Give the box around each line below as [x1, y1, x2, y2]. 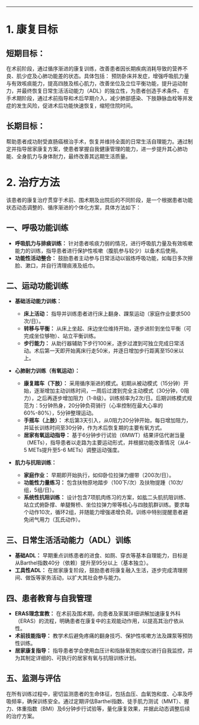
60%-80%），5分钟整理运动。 [23, 409, 97, 416]
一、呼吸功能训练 [6, 223, 69, 233]
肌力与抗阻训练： [14, 459, 57, 466]
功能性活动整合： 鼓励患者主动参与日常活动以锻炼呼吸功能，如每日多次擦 [14, 254, 193, 261]
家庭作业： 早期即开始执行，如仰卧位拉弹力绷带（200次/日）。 [23, 471, 175, 479]
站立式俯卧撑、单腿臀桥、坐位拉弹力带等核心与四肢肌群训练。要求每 [23, 501, 190, 508]
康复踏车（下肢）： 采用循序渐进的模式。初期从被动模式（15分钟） [23, 380, 184, 387]
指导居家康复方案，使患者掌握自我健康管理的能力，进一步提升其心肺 [16, 145, 182, 152]
